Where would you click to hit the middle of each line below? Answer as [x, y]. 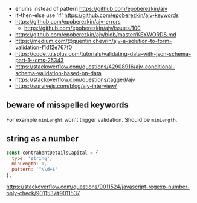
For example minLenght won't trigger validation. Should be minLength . [92, 119]
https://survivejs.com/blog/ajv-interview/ [66, 86]
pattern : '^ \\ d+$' [35, 170]
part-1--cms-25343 [39, 60]
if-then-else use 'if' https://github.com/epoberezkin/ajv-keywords [97, 15]
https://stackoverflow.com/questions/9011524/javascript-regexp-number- [98, 187]
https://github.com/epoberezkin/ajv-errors [68, 22]
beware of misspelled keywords [67, 105]
